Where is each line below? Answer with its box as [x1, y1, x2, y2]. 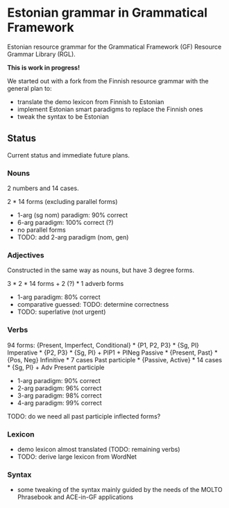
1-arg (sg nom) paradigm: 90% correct [17, 211, 128, 219]
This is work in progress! [7, 63, 80, 71]
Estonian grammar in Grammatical [7, 5, 208, 21]
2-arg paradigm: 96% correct [17, 384, 102, 392]
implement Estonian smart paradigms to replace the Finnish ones [17, 105, 203, 113]
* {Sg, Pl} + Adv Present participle [7, 363, 105, 371]
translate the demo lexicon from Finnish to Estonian [17, 97, 164, 105]
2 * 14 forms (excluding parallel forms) [7, 198, 118, 206]
